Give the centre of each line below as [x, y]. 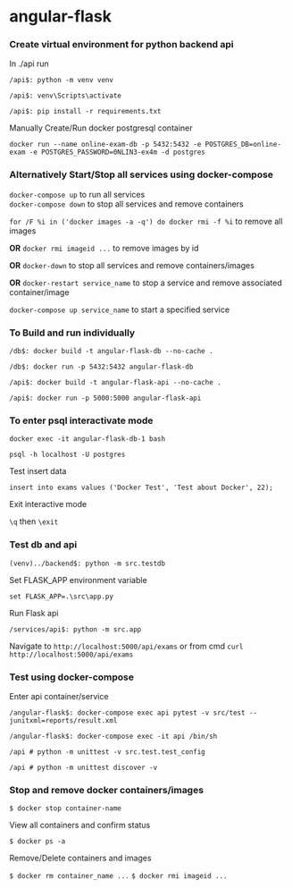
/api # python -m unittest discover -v [83, 767]
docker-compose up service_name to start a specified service [120, 309]
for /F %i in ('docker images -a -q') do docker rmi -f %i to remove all [146, 221]
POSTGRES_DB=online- [243, 145]
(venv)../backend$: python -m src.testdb [88, 563]
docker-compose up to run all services [77, 194]
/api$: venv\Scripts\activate [66, 96]
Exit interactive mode [48, 504]
